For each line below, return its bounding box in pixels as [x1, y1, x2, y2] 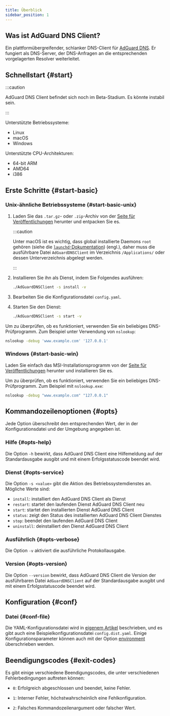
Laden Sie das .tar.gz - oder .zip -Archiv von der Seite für [12, 213, 135, 219]
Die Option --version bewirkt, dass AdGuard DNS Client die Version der [5, 572, 156, 578]
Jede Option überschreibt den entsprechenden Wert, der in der [5, 421, 138, 427]
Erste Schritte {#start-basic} [5, 186, 99, 195]
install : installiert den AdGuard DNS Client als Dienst [12, 496, 126, 502]
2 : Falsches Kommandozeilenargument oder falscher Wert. [12, 705, 136, 711]
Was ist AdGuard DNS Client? [5, 31, 101, 40]
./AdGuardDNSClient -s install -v [12, 284, 86, 290]
